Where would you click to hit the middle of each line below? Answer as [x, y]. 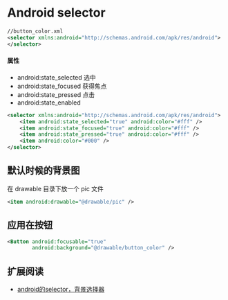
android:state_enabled [49, 103]
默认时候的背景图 [44, 171]
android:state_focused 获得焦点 [62, 86]
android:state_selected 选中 [57, 77]
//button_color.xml [35, 31]
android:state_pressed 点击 [56, 94]
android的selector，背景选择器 [61, 290]
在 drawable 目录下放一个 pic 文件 [55, 188]
